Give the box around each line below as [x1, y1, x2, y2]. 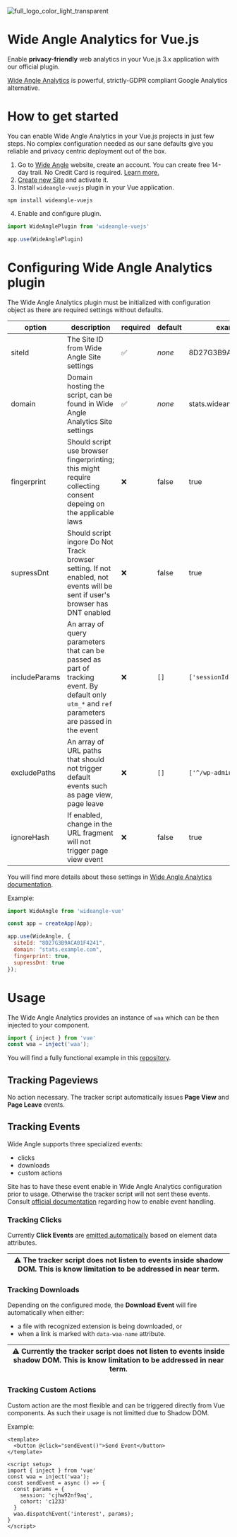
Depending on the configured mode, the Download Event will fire [7, 1301, 197, 1309]
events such [66, 781, 108, 790]
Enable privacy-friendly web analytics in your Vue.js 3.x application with [7, 54, 219, 63]
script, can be [66, 390, 113, 400]
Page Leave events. [7, 1100, 66, 1109]
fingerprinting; [66, 454, 115, 464]
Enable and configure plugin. [17, 209, 102, 217]
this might [66, 464, 100, 473]
